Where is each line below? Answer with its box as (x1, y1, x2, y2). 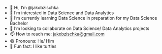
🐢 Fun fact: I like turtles (9, 43, 57, 49)
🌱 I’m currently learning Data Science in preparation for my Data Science (9, 15, 158, 21)
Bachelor (9, 20, 29, 26)
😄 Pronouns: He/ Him (9, 38, 54, 44)
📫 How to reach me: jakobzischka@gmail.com (9, 31, 105, 37)
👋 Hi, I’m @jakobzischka (9, 5, 59, 10)
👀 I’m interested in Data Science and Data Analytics (9, 10, 114, 16)
